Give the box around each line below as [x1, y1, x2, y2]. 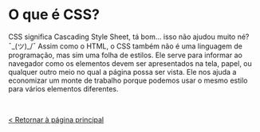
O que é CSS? [8, 6, 100, 24]
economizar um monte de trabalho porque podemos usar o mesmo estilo [8, 76, 249, 85]
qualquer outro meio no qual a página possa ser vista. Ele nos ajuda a [8, 67, 237, 76]
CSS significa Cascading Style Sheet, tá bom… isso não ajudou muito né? [8, 32, 250, 41]
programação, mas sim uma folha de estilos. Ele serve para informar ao [8, 50, 243, 60]
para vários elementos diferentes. [8, 83, 119, 93]
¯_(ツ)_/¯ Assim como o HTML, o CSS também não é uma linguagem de [8, 41, 243, 51]
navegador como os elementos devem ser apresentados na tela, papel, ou [8, 58, 253, 68]
